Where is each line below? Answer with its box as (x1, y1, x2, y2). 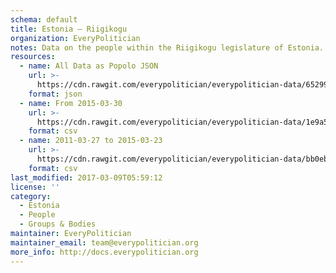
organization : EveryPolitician (10, 33, 141, 43)
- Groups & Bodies (19, 219, 97, 230)
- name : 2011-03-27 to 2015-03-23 (19, 136, 163, 146)
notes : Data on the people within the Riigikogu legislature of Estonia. (10, 42, 325, 53)
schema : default (10, 14, 78, 25)
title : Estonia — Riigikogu (10, 24, 128, 34)
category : (10, 191, 52, 201)
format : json (28, 89, 83, 99)
